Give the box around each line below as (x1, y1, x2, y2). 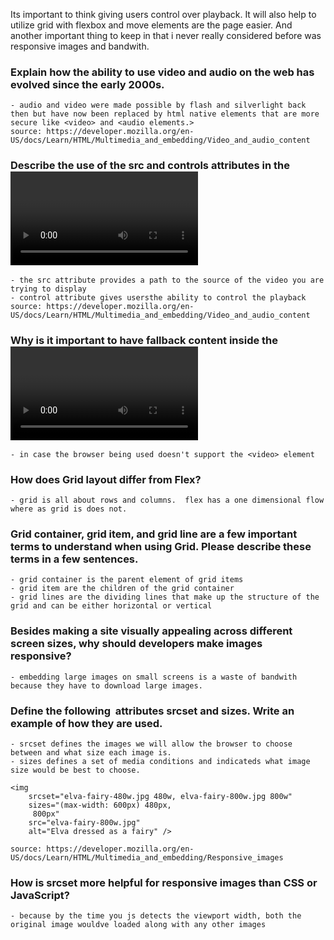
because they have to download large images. (10, 680, 203, 691)
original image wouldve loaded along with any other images (10, 920, 267, 930)
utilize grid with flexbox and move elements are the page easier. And (10, 19, 293, 31)
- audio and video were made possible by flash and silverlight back (10, 100, 307, 111)
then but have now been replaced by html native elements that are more (10, 109, 320, 119)
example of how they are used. (10, 716, 163, 730)
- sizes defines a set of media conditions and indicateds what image (10, 757, 311, 767)
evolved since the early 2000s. (10, 77, 165, 91)
